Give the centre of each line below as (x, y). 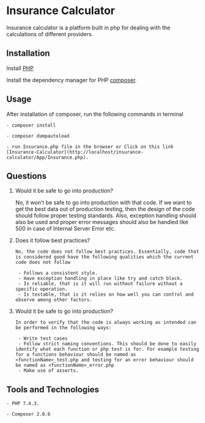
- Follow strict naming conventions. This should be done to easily (107, 344)
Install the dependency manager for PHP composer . (72, 80)
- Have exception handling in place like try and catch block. (100, 279)
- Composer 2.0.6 (28, 414)
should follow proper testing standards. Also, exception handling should (106, 215)
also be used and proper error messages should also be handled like (102, 222)
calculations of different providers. (50, 34)
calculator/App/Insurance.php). (47, 157)
